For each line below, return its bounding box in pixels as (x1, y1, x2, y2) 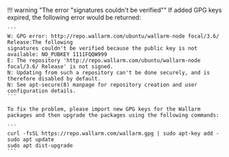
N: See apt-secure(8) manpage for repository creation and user (7, 81, 198, 88)
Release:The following (7, 39, 73, 46)
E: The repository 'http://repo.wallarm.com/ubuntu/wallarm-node (7, 57, 200, 64)
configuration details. (7, 88, 77, 94)
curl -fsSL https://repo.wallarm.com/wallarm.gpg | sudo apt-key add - (7, 130, 219, 137)
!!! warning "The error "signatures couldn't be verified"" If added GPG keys (7, 6, 222, 14)
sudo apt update (7, 136, 54, 143)
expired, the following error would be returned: (7, 13, 141, 22)
